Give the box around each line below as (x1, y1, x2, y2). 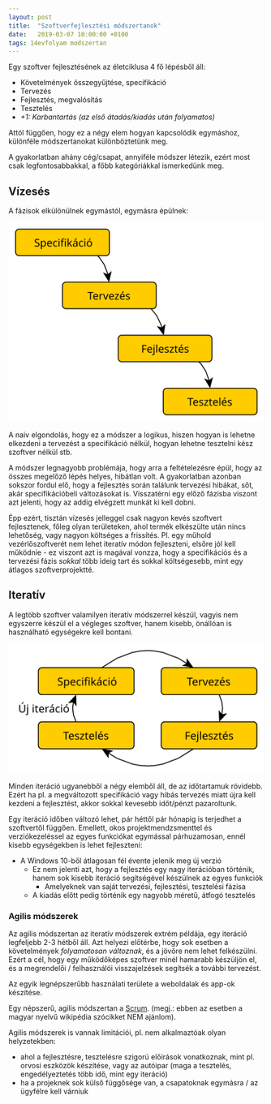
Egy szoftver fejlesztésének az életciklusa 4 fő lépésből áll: (8, 62, 206, 72)
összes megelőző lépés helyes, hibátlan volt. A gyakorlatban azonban (8, 471, 242, 481)
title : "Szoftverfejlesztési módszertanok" (8, 21, 161, 30)
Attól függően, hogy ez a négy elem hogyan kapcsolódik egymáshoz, (8, 128, 240, 138)
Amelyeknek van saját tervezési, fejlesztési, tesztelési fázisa (44, 882, 246, 891)
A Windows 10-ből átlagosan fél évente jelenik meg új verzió (19, 856, 222, 866)
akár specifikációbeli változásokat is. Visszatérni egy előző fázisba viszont (8, 488, 258, 498)
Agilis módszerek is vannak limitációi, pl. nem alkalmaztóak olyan (8, 1028, 226, 1037)
